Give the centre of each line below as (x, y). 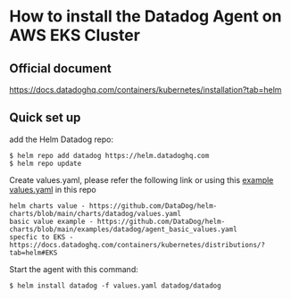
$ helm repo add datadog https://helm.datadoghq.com (109, 155)
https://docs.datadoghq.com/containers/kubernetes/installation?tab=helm (145, 90)
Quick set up (45, 118)
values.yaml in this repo (53, 189)
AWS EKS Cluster (75, 35)
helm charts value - (48, 206)
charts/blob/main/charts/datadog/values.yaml (95, 213)
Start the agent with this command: (74, 269)
